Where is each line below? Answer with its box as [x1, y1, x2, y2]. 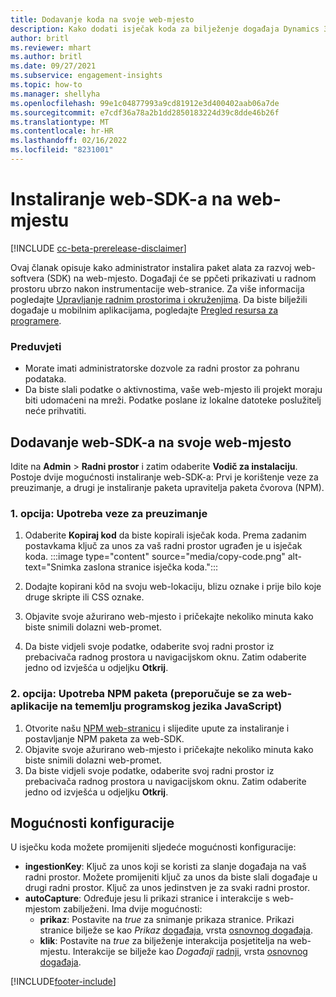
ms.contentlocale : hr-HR [10, 126, 114, 136]
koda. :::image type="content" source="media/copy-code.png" [24, 551, 286, 563]
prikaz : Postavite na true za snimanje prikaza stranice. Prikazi [39, 914, 295, 926]
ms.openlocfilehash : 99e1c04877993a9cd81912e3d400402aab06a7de [10, 98, 280, 108]
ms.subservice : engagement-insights [10, 71, 163, 81]
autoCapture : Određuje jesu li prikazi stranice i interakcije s [24, 892, 270, 905]
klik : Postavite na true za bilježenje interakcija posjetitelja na [39, 935, 288, 947]
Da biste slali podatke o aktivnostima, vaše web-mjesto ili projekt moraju [24, 384, 323, 396]
